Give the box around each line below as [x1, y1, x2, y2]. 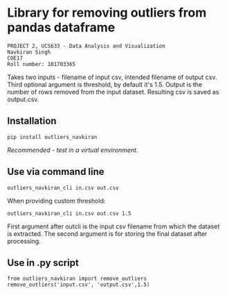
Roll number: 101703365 [7, 60, 76, 67]
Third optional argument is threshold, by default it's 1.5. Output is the [7, 80, 203, 88]
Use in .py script [7, 257, 80, 269]
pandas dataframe [7, 19, 116, 35]
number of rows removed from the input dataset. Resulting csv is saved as [7, 87, 219, 96]
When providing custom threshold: [7, 196, 106, 205]
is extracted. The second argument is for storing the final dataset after [7, 229, 208, 237]
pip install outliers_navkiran [7, 133, 98, 140]
